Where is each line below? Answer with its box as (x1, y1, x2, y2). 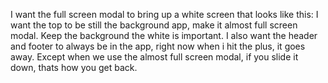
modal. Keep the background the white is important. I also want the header (10, 30, 318, 41)
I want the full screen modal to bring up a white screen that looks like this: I (10, 9, 319, 20)
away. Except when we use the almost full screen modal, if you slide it (10, 51, 299, 63)
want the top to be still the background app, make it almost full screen (10, 19, 298, 31)
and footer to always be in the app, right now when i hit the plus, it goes (10, 40, 306, 52)
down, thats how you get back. (10, 62, 138, 73)
